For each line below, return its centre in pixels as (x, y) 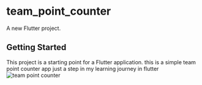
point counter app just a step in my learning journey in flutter (83, 68)
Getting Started (36, 47)
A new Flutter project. (34, 28)
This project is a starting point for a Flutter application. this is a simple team (101, 62)
